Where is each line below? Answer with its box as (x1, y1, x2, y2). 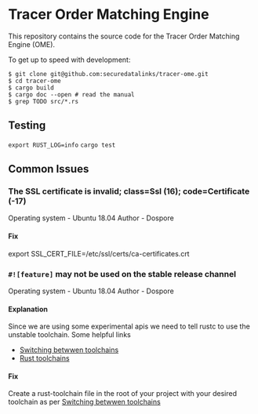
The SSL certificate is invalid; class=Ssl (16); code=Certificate (8, 186, 250, 197)
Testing (8, 119, 46, 133)
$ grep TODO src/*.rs (8, 97, 79, 105)
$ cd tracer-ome (8, 77, 61, 85)
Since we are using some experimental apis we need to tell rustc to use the (8, 321, 251, 331)
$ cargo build (8, 84, 55, 92)
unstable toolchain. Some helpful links (8, 330, 131, 340)
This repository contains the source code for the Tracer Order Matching (8, 31, 240, 41)
